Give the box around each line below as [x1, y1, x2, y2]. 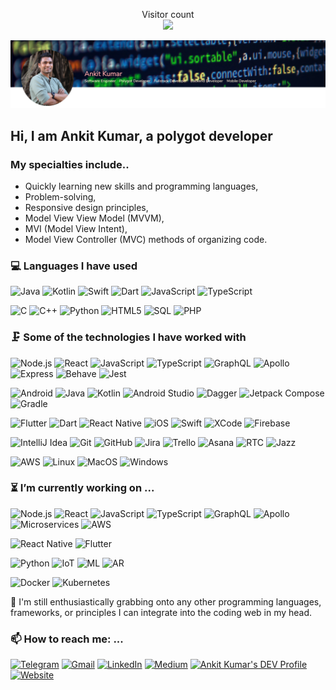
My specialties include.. [10, 157, 130, 171]
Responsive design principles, [24, 201, 149, 213]
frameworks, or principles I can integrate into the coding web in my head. [10, 606, 313, 618]
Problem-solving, [24, 190, 97, 203]
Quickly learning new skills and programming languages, [24, 180, 259, 192]
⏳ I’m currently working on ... [10, 481, 155, 495]
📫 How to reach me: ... [10, 632, 124, 646]
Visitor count [141, 9, 195, 20]
